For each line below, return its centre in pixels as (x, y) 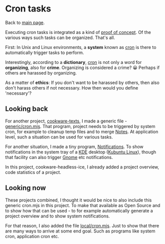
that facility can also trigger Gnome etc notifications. (59, 157)
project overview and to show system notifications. (58, 216)
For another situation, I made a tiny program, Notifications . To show (74, 146)
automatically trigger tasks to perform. (45, 52)
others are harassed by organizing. (41, 72)
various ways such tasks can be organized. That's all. (60, 37)
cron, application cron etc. (32, 236)
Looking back (27, 109)
